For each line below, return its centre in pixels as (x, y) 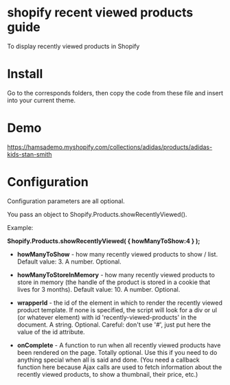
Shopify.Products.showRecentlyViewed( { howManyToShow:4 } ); (104, 241)
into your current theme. (42, 100)
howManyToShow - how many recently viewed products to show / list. (117, 254)
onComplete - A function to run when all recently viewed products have (119, 345)
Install (25, 74)
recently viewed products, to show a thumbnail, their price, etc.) (107, 374)
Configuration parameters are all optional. (66, 201)
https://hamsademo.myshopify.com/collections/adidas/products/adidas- (110, 147)
